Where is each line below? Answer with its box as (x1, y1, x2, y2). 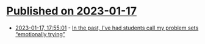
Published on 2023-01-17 (6, 4, 137, 18)
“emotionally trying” (15, 30, 65, 37)
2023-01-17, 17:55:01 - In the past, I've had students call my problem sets (15, 24, 199, 31)
